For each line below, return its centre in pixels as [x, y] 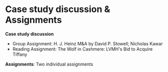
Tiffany [20, 54]
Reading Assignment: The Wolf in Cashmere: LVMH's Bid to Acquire [82, 49]
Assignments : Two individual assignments [49, 64]
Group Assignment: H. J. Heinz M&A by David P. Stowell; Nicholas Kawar [88, 43]
